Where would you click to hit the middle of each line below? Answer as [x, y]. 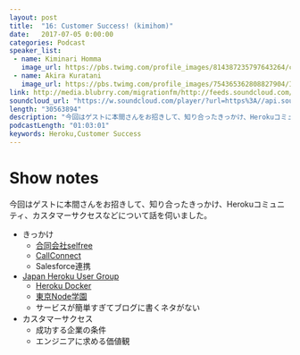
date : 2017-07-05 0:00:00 [62, 34]
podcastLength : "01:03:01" [59, 126]
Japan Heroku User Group [71, 276]
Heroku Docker [63, 285]
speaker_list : [36, 51]
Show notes [54, 178]
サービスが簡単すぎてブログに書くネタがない [118, 307]
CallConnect [58, 255]
